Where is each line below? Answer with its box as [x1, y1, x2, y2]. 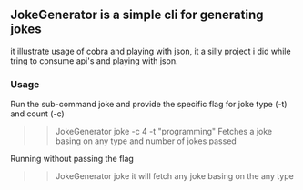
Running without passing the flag [10, 154, 135, 165]
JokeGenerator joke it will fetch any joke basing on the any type [55, 171, 294, 182]
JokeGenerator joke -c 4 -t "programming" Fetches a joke [55, 126, 272, 137]
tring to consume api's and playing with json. [10, 55, 178, 66]
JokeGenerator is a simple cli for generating [10, 7, 264, 23]
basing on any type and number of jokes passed [55, 135, 237, 146]
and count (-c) [10, 108, 65, 119]
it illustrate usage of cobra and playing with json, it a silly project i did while [10, 45, 291, 56]
